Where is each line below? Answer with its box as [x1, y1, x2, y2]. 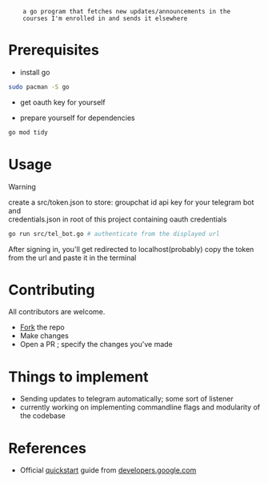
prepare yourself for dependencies [19, 113, 135, 122]
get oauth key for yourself [19, 97, 106, 107]
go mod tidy [8, 128, 48, 136]
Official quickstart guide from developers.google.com [19, 465, 197, 475]
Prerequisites [8, 41, 100, 59]
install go [19, 67, 50, 77]
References [8, 439, 86, 457]
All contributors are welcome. [8, 307, 106, 317]
